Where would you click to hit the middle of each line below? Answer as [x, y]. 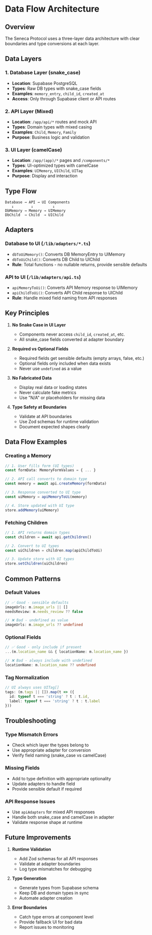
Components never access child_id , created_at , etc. [72, 334]
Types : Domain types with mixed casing [52, 127]
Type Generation [29, 878]
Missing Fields [22, 768]
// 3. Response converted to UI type [43, 492]
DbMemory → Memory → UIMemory [35, 211]
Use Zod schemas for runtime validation [59, 421]
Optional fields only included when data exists [65, 363]
